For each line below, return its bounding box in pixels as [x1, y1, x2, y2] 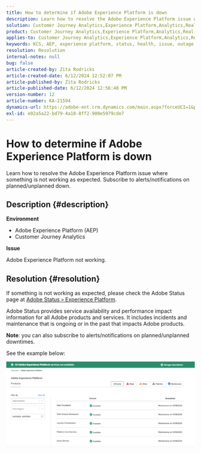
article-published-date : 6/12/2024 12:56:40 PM [6, 85, 127, 91]
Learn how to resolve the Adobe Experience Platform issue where [6, 169, 168, 176]
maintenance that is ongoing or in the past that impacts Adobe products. [6, 320, 185, 327]
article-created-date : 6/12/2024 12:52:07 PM [6, 72, 121, 79]
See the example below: [6, 350, 66, 357]
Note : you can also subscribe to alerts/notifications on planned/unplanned [6, 332, 190, 339]
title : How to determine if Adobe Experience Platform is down [6, 10, 167, 16]
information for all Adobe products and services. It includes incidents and [6, 314, 187, 321]
